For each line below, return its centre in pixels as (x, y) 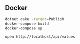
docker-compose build (27, 24)
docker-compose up (24, 28)
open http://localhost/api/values (40, 37)
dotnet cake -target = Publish (35, 19)
